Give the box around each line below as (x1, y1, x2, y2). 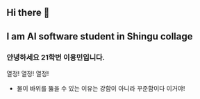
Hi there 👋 (6, 7, 50, 19)
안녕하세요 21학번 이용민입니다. (6, 53, 106, 62)
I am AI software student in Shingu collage (6, 30, 193, 42)
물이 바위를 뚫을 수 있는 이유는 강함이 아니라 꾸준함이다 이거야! (16, 84, 185, 93)
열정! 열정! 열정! (6, 70, 49, 78)
